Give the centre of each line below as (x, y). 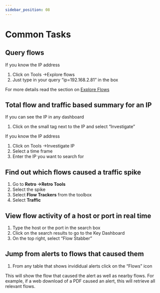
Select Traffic (26, 200)
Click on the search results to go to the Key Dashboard (69, 233)
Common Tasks (38, 34)
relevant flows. (20, 286)
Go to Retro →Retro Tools (39, 184)
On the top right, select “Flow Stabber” (52, 238)
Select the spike (29, 189)
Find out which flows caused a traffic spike (73, 172)
